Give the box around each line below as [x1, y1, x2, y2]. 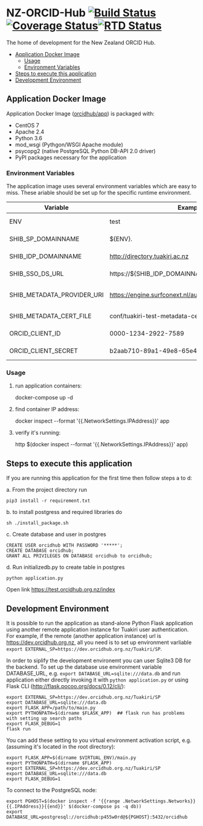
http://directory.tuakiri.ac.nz [109, 252, 189, 261]
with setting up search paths [6, 715, 83, 721]
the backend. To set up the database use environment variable [6, 663, 162, 671]
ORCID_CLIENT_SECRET [9, 346, 79, 355]
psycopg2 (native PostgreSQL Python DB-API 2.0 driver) [14, 147, 156, 154]
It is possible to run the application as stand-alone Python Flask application [6, 619, 193, 626]
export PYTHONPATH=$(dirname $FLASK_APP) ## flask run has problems [6, 710, 185, 716]
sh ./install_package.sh [6, 520, 69, 526]
